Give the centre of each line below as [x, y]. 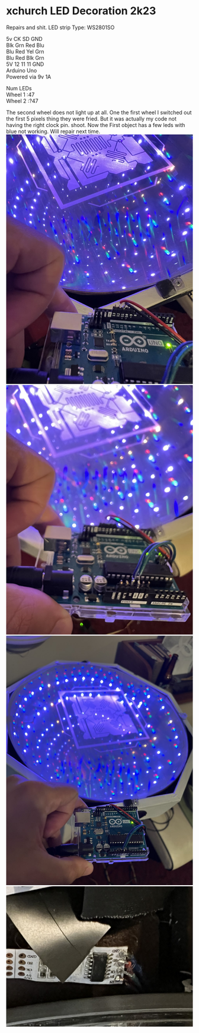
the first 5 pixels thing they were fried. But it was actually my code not [91, 119]
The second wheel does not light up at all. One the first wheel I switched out [99, 112]
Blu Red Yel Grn [25, 51]
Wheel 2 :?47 [22, 101]
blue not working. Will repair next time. [53, 131]
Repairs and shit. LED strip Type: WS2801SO [60, 27]
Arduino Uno [22, 70]
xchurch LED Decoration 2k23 [81, 11]
